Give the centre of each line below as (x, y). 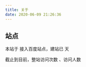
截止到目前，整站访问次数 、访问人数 (43, 59)
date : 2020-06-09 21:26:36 (33, 14)
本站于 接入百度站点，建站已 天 (37, 49)
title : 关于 (17, 10)
